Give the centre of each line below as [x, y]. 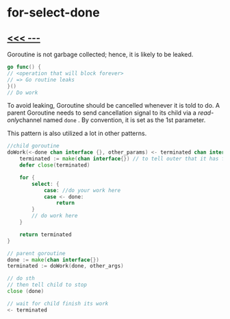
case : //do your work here [82, 190]
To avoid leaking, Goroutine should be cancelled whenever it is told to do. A [114, 106]
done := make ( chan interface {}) [53, 260]
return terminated [46, 235]
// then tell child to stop [47, 285]
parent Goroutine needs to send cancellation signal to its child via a [102, 113]
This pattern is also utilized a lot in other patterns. [77, 133]
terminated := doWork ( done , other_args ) [66, 266]
